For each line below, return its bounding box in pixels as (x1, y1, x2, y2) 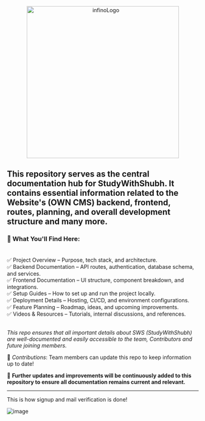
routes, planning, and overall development (7, 207, 171, 217)
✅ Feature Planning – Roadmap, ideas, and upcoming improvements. (7, 303, 179, 310)
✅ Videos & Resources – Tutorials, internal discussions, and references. (7, 310, 186, 318)
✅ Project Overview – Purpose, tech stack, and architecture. (7, 256, 158, 263)
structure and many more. (7, 217, 108, 227)
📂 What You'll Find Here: (7, 235, 80, 243)
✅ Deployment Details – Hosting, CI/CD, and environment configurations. (7, 296, 190, 304)
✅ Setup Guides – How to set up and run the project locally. (7, 290, 156, 297)
